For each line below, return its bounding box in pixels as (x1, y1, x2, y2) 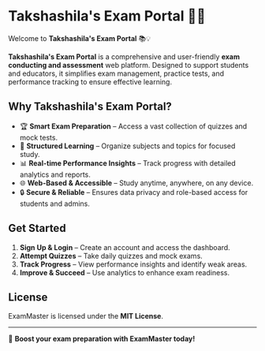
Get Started (8, 222, 66, 235)
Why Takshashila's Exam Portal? (8, 100, 172, 114)
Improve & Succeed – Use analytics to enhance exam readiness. (19, 267, 230, 277)
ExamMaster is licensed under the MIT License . (8, 312, 164, 321)
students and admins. (19, 199, 91, 208)
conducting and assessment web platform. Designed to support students (8, 60, 249, 69)
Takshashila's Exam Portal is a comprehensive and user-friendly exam (8, 51, 241, 62)
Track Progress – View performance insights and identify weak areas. (19, 260, 248, 269)
